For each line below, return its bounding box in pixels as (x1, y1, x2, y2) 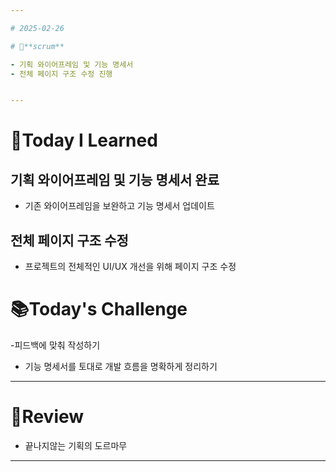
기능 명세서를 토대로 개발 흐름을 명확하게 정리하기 (24, 361, 218, 372)
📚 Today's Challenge (10, 298, 188, 321)
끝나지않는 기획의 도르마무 (24, 439, 128, 451)
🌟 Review (10, 406, 85, 428)
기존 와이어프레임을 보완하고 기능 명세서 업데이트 (24, 200, 215, 212)
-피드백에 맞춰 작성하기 (10, 339, 101, 351)
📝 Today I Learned (10, 129, 158, 152)
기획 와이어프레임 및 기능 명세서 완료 (10, 171, 220, 188)
